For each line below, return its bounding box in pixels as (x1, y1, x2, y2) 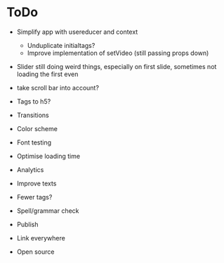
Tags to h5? (16, 97, 51, 106)
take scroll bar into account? (16, 83, 100, 92)
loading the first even (16, 70, 79, 78)
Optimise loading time (16, 152, 81, 160)
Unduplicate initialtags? (27, 41, 95, 49)
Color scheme (16, 124, 58, 133)
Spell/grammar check (16, 206, 79, 215)
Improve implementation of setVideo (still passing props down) (27, 49, 209, 57)
